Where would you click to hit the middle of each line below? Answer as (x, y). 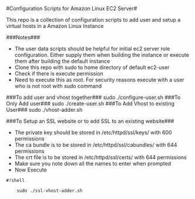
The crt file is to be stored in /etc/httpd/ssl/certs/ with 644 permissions (100, 157)
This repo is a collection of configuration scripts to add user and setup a (93, 20)
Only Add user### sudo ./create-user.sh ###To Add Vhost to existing (90, 104)
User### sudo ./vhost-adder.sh (44, 110)
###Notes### (23, 37)
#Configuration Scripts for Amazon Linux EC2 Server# (72, 8)
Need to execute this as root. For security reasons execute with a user (100, 80)
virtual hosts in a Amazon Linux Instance (55, 26)
